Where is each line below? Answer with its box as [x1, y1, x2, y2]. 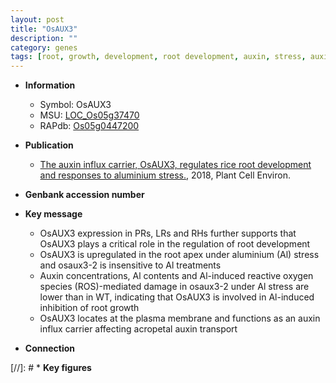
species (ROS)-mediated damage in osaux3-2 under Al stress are [39, 281, 310, 293]
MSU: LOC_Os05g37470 [39, 109, 140, 121]
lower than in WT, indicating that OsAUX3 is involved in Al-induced [39, 291, 315, 303]
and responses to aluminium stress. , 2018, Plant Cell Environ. [39, 169, 291, 181]
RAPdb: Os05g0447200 [39, 120, 140, 132]
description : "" [10, 33, 78, 43]
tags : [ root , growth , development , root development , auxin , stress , [10, 52, 307, 62]
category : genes [10, 42, 78, 53]
